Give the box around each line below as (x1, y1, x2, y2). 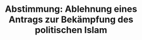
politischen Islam (34, 25, 107, 36)
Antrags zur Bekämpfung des (8, 14, 133, 25)
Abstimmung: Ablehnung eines (4, 3, 137, 15)
